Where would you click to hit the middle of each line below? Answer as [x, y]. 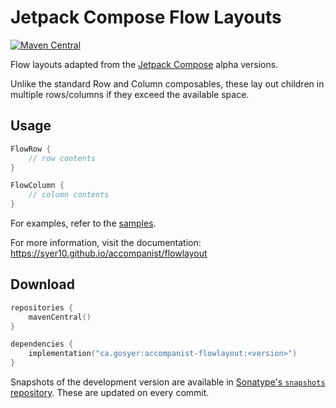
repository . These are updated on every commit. [110, 393]
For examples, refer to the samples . [83, 223]
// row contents [62, 158]
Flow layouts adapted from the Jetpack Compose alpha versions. [144, 64]
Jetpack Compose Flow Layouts [146, 17]
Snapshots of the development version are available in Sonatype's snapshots [168, 382]
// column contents [69, 195]
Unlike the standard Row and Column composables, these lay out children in [167, 83]
